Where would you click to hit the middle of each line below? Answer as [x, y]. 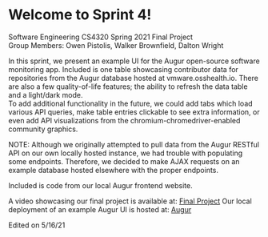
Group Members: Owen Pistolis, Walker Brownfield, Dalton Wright [116, 45]
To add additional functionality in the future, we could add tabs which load [131, 103]
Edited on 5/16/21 [37, 225]
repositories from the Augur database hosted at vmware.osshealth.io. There [133, 78]
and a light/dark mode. [46, 94]
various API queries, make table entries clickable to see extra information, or [134, 112]
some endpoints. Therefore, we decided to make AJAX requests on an [124, 161]
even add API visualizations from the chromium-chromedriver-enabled [124, 120]
